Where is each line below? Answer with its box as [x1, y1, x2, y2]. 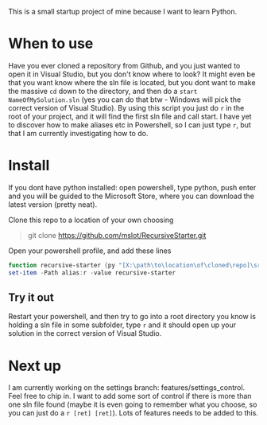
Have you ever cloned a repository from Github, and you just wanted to [8, 60, 241, 70]
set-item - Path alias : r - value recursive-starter [8, 268, 176, 277]
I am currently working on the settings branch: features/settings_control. [8, 383, 246, 392]
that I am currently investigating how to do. [8, 128, 149, 138]
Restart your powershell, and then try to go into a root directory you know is [8, 312, 257, 322]
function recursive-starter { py [8, 261, 115, 269]
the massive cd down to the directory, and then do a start [8, 86, 198, 96]
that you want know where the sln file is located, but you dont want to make [8, 77, 256, 87]
